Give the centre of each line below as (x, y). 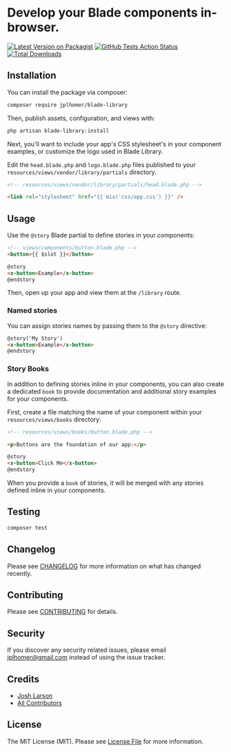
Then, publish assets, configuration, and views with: (81, 118)
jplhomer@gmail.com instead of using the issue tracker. (86, 657)
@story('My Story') (35, 338)
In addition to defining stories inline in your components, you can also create (116, 384)
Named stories (32, 311)
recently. (20, 573)
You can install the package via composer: (67, 92)
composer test (28, 528)
